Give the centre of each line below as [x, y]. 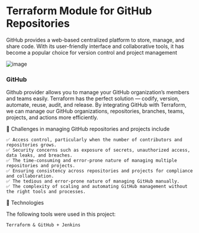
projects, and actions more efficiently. [52, 117]
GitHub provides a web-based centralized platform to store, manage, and [95, 40]
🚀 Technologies [25, 203]
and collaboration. [30, 176]
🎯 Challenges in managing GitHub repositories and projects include [88, 129]
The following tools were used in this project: [61, 214]
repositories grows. [32, 145]
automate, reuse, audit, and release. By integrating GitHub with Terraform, [96, 105]
